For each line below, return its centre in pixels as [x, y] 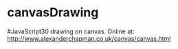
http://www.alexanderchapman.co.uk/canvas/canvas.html [89, 38]
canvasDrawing [53, 13]
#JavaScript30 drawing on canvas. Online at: [71, 31]
